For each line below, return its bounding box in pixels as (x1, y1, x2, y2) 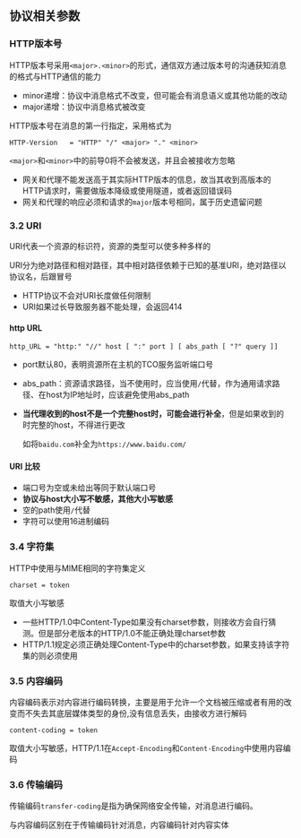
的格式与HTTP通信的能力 (9, 71, 101, 82)
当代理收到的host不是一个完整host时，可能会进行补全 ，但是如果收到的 (21, 409, 285, 419)
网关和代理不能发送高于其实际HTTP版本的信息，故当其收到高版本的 (21, 174, 271, 185)
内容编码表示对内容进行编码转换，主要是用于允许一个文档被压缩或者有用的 (9, 696, 284, 707)
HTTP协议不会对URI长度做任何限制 (21, 289, 151, 300)
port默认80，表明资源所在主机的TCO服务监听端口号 (21, 359, 213, 370)
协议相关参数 (9, 8, 81, 24)
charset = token (9, 581, 70, 590)
